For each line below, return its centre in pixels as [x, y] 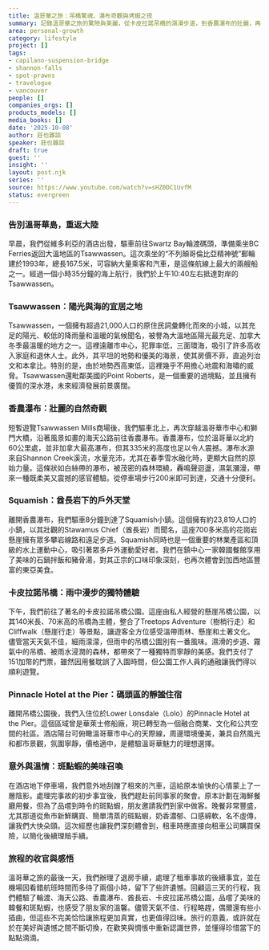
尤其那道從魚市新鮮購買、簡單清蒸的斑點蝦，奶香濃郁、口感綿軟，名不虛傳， [134, 815]
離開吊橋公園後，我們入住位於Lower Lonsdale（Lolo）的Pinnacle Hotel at [129, 714]
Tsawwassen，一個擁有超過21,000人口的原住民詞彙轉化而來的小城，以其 [128, 325]
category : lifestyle [43, 38]
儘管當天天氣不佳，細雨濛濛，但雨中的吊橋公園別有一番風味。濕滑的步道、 [131, 642]
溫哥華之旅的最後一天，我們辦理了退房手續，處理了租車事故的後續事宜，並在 [134, 877]
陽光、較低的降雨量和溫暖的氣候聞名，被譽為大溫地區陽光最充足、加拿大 [141, 336]
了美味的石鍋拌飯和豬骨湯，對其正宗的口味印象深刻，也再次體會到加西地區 [131, 560]
